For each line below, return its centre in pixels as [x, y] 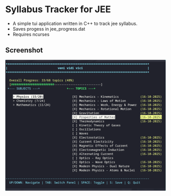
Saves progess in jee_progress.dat [49, 29]
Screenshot [24, 50]
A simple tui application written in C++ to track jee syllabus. [75, 23]
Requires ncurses [31, 34]
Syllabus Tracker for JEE [58, 9]
